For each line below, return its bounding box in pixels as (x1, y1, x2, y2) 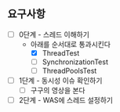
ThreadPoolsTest (42, 66, 97, 75)
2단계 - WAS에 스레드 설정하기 (18, 96, 113, 105)
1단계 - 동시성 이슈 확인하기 (18, 76, 103, 85)
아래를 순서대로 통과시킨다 (30, 39, 111, 49)
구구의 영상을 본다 (30, 85, 85, 96)
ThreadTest (42, 48, 80, 57)
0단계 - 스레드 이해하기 (18, 30, 89, 39)
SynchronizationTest (42, 57, 109, 67)
